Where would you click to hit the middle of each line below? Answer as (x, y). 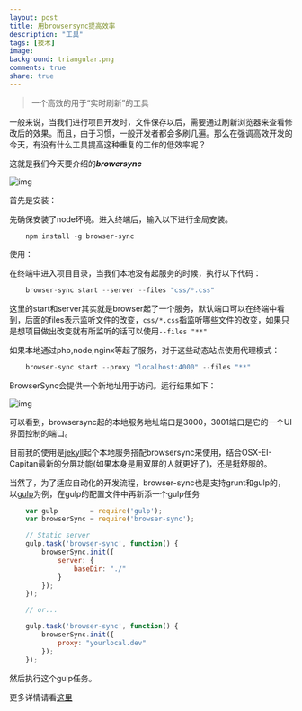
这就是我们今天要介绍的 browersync (75, 164)
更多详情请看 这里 (41, 697)
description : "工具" (46, 34)
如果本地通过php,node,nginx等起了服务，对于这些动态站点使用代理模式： (145, 350)
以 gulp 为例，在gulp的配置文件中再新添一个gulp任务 (105, 493)
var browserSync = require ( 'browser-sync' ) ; (110, 519)
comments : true (38, 68)
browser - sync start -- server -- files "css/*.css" (120, 290)
